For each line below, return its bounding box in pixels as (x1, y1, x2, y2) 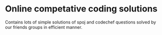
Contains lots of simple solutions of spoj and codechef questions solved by (5, 19, 156, 25)
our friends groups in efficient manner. (5, 24, 82, 30)
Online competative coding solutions (5, 3, 158, 14)
